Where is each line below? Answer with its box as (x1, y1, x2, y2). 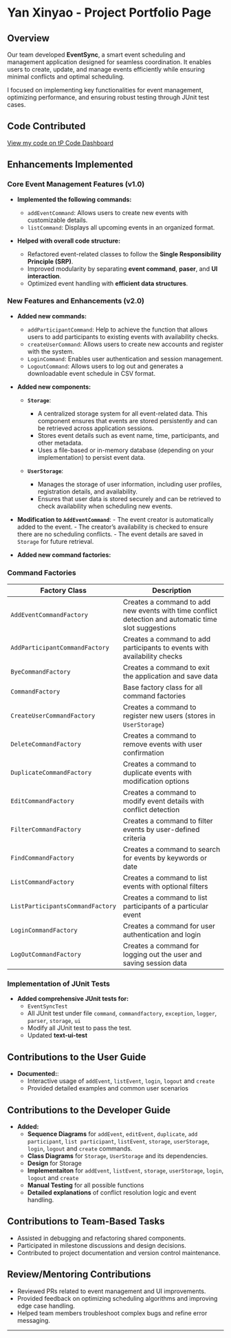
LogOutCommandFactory (10, 951, 81, 959)
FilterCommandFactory (10, 826, 81, 833)
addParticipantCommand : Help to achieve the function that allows (27, 325, 208, 334)
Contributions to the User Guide (7, 1051, 146, 1063)
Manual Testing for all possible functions (27, 1181, 144, 1190)
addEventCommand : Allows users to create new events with (27, 208, 188, 216)
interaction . (27, 272, 62, 280)
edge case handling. (16, 1301, 76, 1310)
